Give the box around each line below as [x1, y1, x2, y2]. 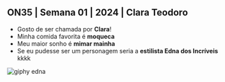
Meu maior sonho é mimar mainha [16, 39, 115, 48]
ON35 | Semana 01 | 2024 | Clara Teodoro [7, 7, 189, 18]
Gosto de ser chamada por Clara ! [16, 25, 112, 33]
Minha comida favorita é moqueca [16, 32, 115, 40]
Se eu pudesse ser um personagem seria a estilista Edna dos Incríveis [16, 46, 218, 55]
